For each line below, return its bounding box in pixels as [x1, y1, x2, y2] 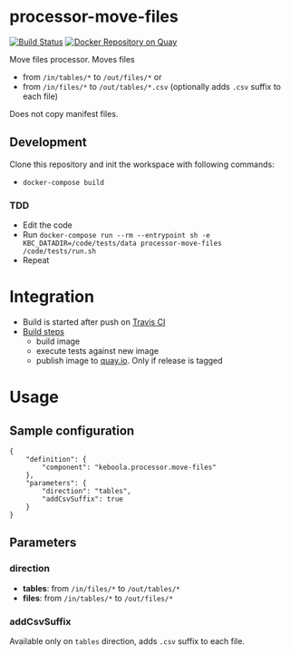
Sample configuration [9, 423, 135, 438]
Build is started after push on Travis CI [22, 316, 166, 327]
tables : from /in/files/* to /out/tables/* [22, 582, 181, 593]
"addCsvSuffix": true [42, 494, 124, 503]
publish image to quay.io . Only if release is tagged [35, 355, 224, 366]
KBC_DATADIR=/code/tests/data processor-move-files [22, 239, 222, 249]
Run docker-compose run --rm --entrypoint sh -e [22, 230, 210, 240]
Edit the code [22, 220, 72, 230]
